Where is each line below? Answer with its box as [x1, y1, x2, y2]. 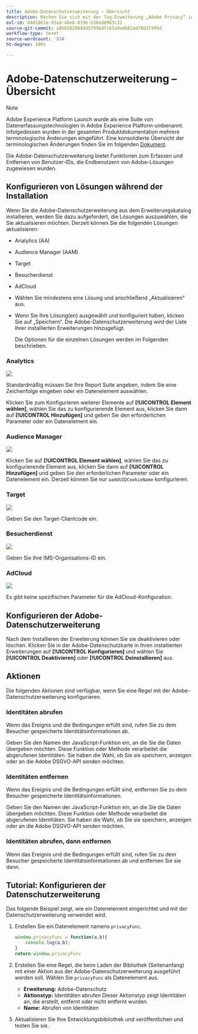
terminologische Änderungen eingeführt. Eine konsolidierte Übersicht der [6, 134, 184, 142]
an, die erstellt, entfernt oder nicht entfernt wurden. [23, 998, 148, 1005]
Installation [6, 191, 48, 201]
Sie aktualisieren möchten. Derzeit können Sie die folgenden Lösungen [6, 219, 178, 226]
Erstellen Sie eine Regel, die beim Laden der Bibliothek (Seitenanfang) [14, 961, 184, 968]
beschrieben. [14, 342, 47, 349]
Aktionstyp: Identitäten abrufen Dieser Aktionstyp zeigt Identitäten [23, 992, 187, 999]
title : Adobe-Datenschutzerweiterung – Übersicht [6, 8, 131, 15]
